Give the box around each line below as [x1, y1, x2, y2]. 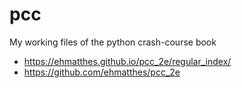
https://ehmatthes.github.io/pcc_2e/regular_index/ [23, 55, 232, 67]
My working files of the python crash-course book [9, 36, 217, 48]
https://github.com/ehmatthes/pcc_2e [23, 66, 181, 78]
